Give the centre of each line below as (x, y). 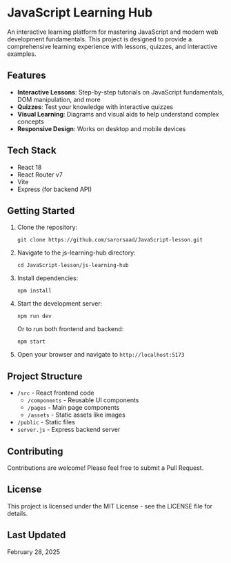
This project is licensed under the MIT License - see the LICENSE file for (110, 506)
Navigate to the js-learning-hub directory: (76, 253)
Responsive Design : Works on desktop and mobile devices (101, 128)
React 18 (29, 167)
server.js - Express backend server (69, 430)
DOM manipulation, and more (59, 99)
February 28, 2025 (34, 552)
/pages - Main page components (73, 408)
